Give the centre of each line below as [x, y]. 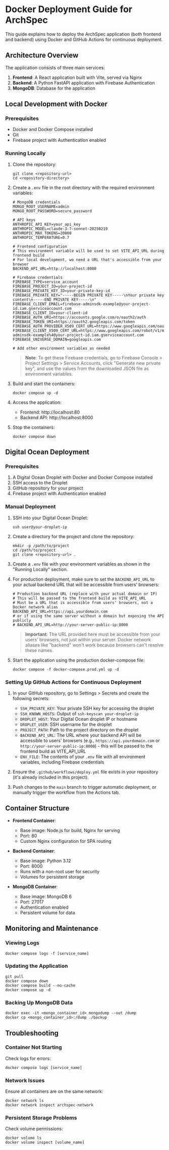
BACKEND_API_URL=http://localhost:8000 [54, 269]
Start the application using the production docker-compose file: [78, 660]
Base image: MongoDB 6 [46, 896]
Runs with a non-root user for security [60, 871]
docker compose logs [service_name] [44, 1067]
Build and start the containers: [44, 384]
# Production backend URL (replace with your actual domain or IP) [85, 594]
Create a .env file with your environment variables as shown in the [81, 564]
